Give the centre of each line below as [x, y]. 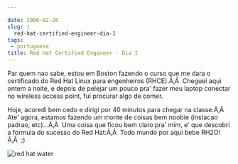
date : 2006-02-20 [33, 20]
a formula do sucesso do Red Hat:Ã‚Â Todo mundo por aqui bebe [104, 132]
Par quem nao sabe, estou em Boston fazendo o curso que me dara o [109, 73]
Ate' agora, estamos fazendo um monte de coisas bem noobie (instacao [113, 117]
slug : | [19, 27]
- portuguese [30, 47]
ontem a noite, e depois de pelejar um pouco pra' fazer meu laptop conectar [119, 88]
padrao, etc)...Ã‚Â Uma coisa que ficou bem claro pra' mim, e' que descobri [119, 125]
